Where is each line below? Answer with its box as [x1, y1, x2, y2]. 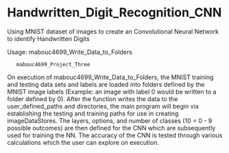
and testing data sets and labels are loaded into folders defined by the [7, 80, 205, 88]
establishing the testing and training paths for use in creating [7, 109, 179, 117]
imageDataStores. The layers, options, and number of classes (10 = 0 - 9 [7, 116, 213, 124]
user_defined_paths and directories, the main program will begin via [7, 102, 199, 110]
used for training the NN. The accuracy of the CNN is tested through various [7, 131, 223, 139]
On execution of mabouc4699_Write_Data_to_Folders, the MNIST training [7, 73, 214, 81]
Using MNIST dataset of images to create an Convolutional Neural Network [7, 27, 219, 36]
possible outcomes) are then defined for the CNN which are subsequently [7, 124, 216, 132]
